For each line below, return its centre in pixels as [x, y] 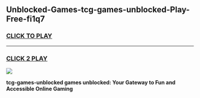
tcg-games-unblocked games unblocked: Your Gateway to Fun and [91, 82]
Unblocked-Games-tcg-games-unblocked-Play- [98, 10]
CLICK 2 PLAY [27, 58]
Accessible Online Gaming [40, 88]
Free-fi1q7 [26, 19]
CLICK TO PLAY [29, 36]
